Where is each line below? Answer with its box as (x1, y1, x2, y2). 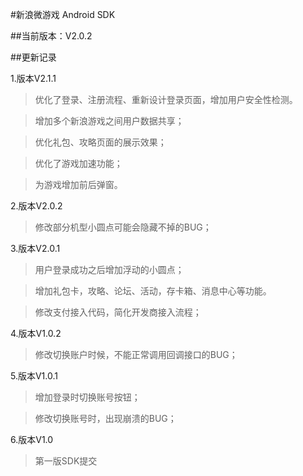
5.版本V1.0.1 (10, 370, 58, 382)
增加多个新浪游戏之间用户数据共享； (34, 115, 185, 127)
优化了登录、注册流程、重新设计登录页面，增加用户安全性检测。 (34, 94, 298, 105)
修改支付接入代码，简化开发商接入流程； (34, 306, 202, 318)
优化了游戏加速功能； (34, 158, 123, 169)
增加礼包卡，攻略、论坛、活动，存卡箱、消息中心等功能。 (34, 285, 272, 297)
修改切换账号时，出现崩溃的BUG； (34, 413, 177, 424)
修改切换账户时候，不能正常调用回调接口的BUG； (34, 349, 238, 360)
